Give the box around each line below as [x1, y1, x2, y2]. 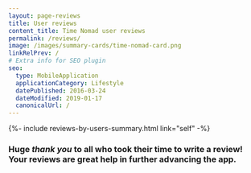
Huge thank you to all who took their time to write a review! [8, 144, 243, 155]
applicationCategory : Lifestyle [15, 79, 125, 87]
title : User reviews [8, 19, 78, 27]
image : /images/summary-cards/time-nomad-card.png [8, 42, 182, 50]
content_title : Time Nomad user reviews [8, 27, 146, 35]
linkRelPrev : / [8, 49, 60, 57]
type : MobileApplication [15, 72, 99, 80]
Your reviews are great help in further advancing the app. [8, 154, 237, 165]
